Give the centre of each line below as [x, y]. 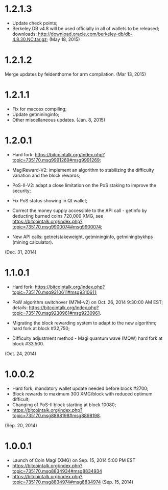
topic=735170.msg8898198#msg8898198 [56, 415]
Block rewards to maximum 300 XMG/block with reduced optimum [82, 393]
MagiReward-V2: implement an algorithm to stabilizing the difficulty [83, 170]
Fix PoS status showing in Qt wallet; [50, 200]
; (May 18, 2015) [63, 39]
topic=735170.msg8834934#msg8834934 [57, 471]
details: [20, 308]
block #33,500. [28, 343]
